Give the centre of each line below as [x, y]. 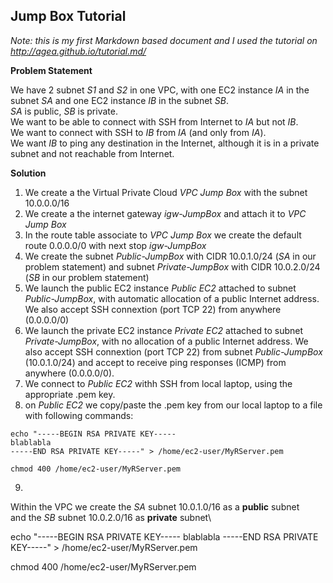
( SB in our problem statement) [87, 277]
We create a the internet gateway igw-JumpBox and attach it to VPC [165, 213]
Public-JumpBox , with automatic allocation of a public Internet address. [172, 298]
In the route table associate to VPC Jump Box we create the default [163, 235]
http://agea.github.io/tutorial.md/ [78, 51]
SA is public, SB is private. [64, 111]
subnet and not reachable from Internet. [92, 153]
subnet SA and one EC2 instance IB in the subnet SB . [120, 100]
